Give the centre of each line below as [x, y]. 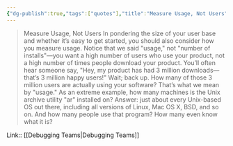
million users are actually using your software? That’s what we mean [121, 84]
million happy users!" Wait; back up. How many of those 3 [129, 77]
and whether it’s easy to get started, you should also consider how [119, 40]
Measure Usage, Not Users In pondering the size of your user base [120, 33]
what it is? [38, 121]
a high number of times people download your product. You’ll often [120, 62]
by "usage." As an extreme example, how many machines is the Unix [122, 92]
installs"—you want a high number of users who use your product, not [124, 55]
